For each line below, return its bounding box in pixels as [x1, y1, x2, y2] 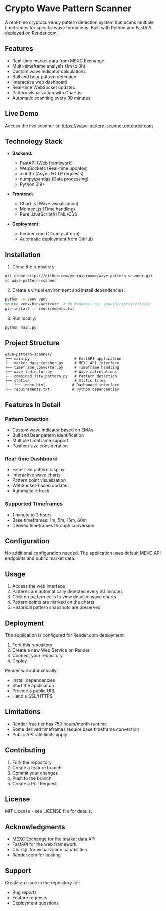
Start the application [12, 682, 54, 688]
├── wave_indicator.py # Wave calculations [5, 369, 117, 375]
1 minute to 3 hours [12, 512, 52, 518]
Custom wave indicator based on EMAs [12, 427, 94, 433]
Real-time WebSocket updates [12, 84, 75, 90]
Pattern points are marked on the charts [12, 599, 95, 605]
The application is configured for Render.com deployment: [5, 632, 125, 638]
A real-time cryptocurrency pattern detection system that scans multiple [5, 19, 154, 25]
